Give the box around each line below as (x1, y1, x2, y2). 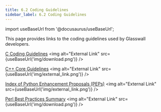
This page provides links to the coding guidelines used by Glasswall (5, 36, 146, 42)
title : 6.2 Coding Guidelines (5, 7, 69, 13)
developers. (5, 41, 30, 47)
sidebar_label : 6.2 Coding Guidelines (5, 12, 87, 17)
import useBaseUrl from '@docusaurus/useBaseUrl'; (5, 26, 114, 32)
